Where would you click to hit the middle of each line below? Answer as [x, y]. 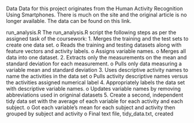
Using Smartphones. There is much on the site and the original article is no [96, 15]
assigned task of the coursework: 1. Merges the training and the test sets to [97, 39]
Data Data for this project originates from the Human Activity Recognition [95, 9]
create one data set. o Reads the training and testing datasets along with [94, 45]
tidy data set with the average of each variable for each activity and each [95, 101]
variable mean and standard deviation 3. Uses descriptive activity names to [97, 70]
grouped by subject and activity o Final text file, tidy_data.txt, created [90, 114]
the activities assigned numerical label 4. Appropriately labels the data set [96, 82]
